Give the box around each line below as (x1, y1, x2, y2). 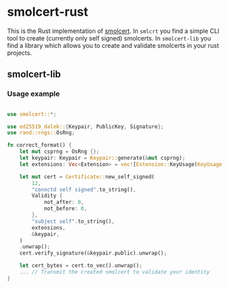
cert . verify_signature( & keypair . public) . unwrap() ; (19, 250, 167, 257)
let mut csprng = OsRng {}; (19, 148, 99, 155)
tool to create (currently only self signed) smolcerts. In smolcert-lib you (7, 34, 211, 42)
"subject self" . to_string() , (32, 217, 115, 225)
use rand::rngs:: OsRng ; (7, 130, 75, 136)
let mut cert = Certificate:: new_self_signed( (19, 173, 155, 180)
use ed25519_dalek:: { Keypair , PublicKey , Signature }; (7, 123, 165, 130)
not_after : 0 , (43, 199, 84, 206)
